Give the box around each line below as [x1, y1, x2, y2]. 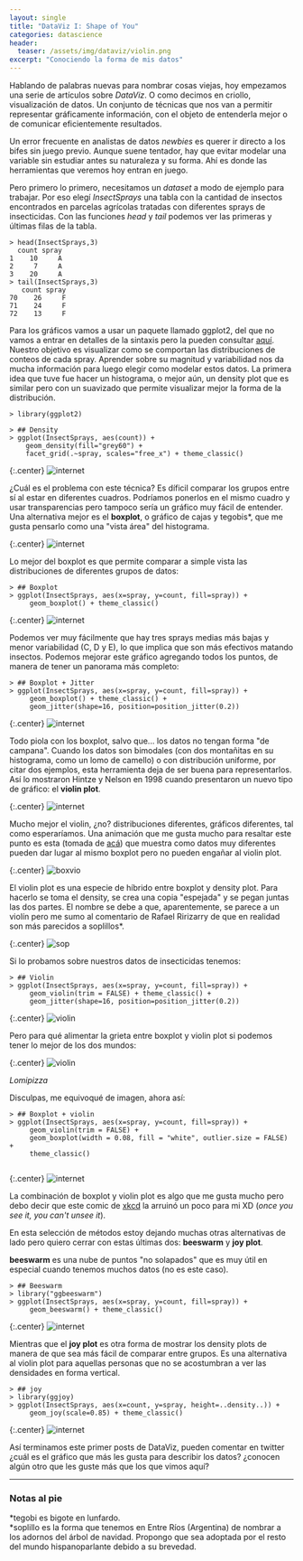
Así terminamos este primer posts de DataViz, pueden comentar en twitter [9, 1442, 285, 1453]
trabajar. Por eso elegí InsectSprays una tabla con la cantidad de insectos [9, 192, 282, 202]
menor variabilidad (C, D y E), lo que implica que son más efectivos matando [9, 642, 294, 652]
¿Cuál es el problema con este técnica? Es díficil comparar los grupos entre [9, 482, 290, 493]
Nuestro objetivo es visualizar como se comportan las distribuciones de [9, 344, 276, 355]
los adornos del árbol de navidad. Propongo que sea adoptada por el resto [9, 1532, 287, 1543]
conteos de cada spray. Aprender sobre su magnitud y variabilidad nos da [9, 354, 284, 364]
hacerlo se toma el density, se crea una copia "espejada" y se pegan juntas [9, 892, 289, 902]
